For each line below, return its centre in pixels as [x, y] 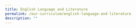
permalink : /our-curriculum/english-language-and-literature [68, 14]
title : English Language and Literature [47, 9]
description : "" [21, 18]
